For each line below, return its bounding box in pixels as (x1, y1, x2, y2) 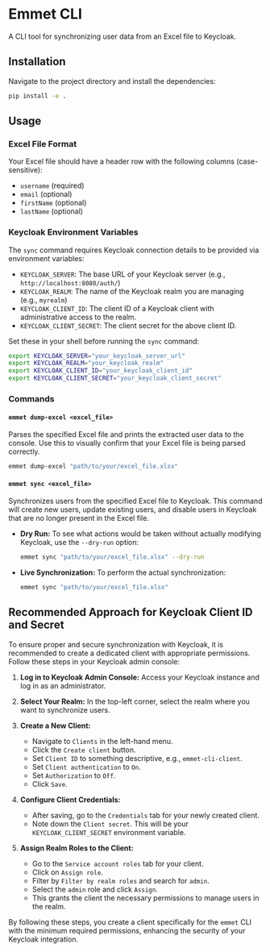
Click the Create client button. (31, 745, 136, 755)
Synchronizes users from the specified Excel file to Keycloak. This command (8, 497, 263, 506)
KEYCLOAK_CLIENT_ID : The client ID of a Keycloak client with (19, 303, 215, 313)
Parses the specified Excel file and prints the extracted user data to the (8, 430, 244, 439)
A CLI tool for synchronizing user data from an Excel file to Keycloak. (8, 31, 236, 41)
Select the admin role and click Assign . (31, 884, 159, 894)
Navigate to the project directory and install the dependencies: (8, 76, 216, 85)
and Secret (8, 618, 64, 632)
